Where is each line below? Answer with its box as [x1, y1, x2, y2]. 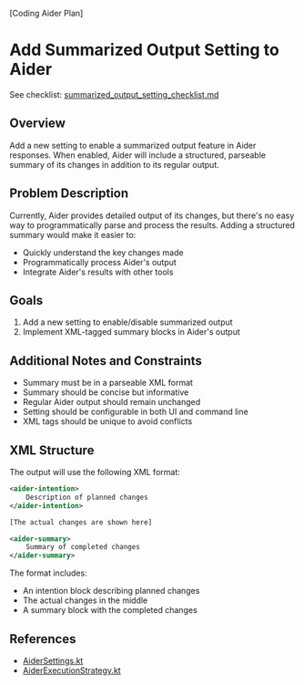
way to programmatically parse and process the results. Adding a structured [9, 219, 296, 231]
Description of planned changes [25, 493, 148, 502]
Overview [9, 116, 66, 131]
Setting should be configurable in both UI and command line [22, 406, 248, 418]
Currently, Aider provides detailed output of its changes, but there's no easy [9, 210, 295, 221]
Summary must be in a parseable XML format [22, 378, 194, 389]
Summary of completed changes [25, 543, 141, 552]
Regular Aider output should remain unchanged [22, 397, 201, 408]
